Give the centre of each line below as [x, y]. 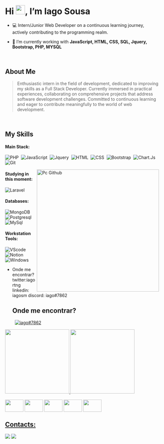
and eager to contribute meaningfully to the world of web [74, 104]
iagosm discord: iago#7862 [40, 295]
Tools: [11, 239]
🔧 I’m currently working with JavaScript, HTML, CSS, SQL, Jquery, [80, 42]
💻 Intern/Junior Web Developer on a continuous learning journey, [78, 25]
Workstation [18, 233]
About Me [20, 72]
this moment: [19, 179]
